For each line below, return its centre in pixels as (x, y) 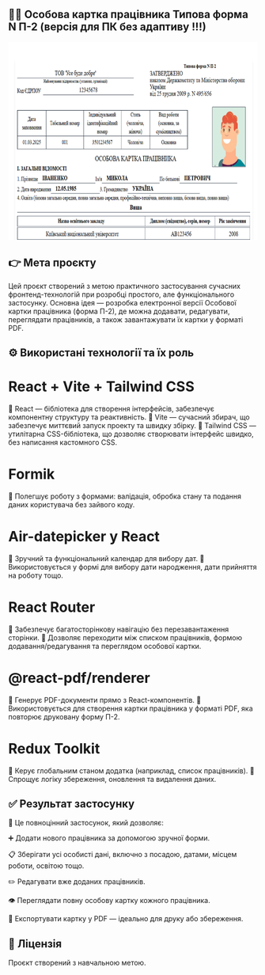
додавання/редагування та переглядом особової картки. (105, 646)
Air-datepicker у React (84, 537)
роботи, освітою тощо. (46, 866)
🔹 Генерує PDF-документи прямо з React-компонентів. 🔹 (105, 700)
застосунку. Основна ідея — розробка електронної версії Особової (123, 302)
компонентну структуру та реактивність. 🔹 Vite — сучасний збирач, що (129, 417)
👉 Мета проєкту (52, 263)
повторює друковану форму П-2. (64, 716)
